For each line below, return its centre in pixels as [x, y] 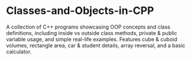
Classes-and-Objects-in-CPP [80, 11]
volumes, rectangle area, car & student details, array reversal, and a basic [96, 45]
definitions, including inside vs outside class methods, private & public [92, 33]
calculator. [19, 51]
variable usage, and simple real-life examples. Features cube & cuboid [92, 39]
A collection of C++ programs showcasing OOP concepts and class [88, 27]
